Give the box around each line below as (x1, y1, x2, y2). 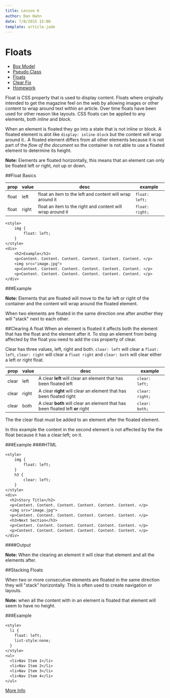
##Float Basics (5, 173, 36, 179)
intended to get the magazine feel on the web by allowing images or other (5, 100, 159, 106)
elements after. (5, 557, 36, 563)
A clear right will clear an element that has (38, 388, 126, 394)
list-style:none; (14, 638, 51, 643)
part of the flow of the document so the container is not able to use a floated (5, 142, 165, 148)
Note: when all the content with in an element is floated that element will (5, 597, 156, 603)
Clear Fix (12, 79, 32, 86)
